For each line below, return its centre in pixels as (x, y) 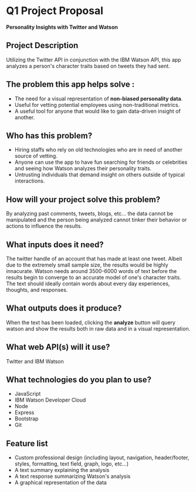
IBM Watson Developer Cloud (50, 400)
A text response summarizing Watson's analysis (72, 476)
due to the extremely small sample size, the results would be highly (87, 265)
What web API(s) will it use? (58, 347)
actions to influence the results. (44, 226)
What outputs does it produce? (64, 309)
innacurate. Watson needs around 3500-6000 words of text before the (92, 271)
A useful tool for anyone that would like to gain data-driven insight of (97, 111)
